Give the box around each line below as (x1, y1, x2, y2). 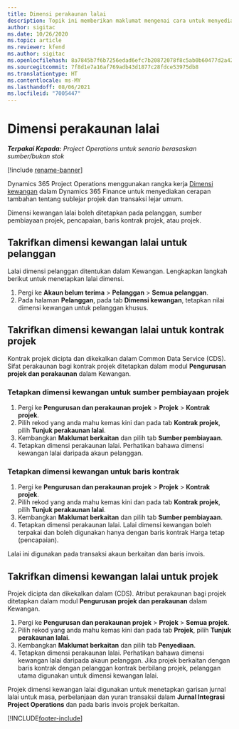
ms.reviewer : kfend (7, 44, 65, 51)
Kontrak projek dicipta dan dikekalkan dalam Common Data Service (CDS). (7, 354, 226, 362)
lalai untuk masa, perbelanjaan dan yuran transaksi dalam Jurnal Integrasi (7, 693, 225, 701)
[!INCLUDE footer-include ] (7, 714, 83, 723)
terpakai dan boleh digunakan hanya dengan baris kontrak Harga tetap (17, 529, 225, 537)
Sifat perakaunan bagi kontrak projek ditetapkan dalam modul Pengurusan (7, 362, 226, 370)
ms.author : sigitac (7, 51, 65, 58)
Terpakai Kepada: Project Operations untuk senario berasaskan (7, 144, 197, 153)
